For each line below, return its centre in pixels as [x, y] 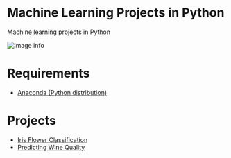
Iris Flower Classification [52, 139]
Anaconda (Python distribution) [62, 92]
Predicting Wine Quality [51, 147]
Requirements [49, 73]
